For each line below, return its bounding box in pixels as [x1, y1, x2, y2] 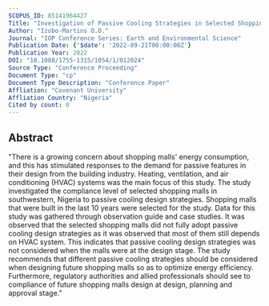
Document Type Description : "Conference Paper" [8, 79, 171, 87]
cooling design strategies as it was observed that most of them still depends [8, 228, 260, 238]
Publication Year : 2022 [8, 49, 88, 57]
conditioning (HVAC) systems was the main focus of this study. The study [8, 177, 251, 187]
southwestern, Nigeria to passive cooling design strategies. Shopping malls [8, 194, 257, 204]
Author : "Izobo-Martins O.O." [8, 26, 110, 34]
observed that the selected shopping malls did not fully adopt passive [8, 219, 239, 229]
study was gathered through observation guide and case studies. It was [8, 211, 246, 221]
